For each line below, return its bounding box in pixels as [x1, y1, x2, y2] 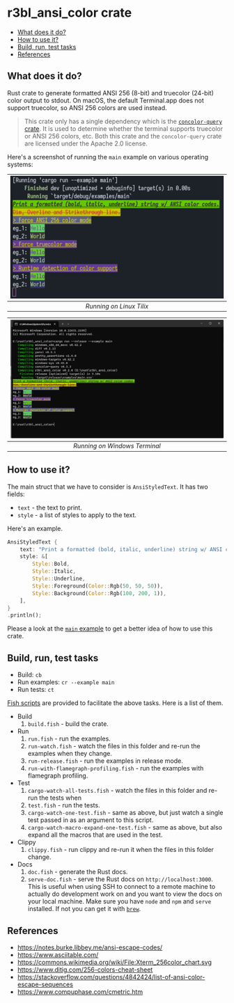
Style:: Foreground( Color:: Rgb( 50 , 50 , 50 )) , [32, 583, 164, 590]
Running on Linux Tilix [85, 301, 149, 310]
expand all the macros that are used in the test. [27, 830, 163, 839]
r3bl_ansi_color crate [7, 5, 132, 21]
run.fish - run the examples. [27, 734, 111, 743]
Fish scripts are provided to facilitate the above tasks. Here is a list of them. [7, 699, 224, 707]
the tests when [39, 793, 82, 802]
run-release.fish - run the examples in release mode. [27, 757, 183, 765]
